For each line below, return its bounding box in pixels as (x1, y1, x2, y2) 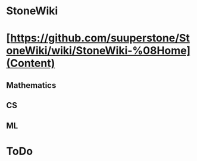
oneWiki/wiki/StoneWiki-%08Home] (6, 44, 191, 58)
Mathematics (6, 80, 57, 90)
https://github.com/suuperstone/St (10, 31, 190, 45)
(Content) (6, 56, 55, 70)
